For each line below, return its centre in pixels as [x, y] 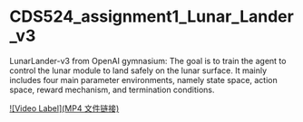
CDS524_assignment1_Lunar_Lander [152, 17]
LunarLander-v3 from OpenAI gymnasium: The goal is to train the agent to [148, 61]
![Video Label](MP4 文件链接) [64, 108]
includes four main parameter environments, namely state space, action [144, 80]
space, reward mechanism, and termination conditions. [112, 89]
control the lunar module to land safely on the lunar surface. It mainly [138, 70]
